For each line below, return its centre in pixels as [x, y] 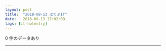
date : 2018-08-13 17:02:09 [35, 19]
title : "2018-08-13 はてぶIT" [36, 14]
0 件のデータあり [22, 38]
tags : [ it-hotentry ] [26, 24]
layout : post [19, 10]
